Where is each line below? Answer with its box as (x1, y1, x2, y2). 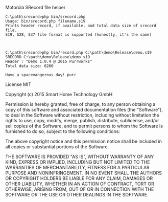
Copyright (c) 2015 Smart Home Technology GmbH (5, 92, 113, 97)
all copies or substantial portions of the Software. (5, 144, 109, 150)
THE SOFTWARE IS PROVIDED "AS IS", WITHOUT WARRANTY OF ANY (5, 153, 154, 160)
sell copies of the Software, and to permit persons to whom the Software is (5, 123, 163, 129)
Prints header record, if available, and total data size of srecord (5, 23, 157, 28)
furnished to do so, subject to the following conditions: (5, 128, 120, 134)
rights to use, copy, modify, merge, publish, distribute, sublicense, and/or (5, 118, 159, 123)
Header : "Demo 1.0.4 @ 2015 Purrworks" (5, 59, 93, 64)
